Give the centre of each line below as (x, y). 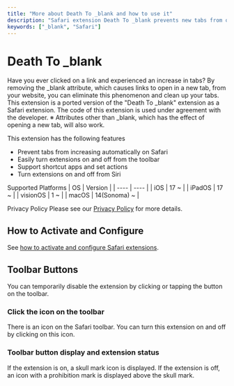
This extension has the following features (66, 139)
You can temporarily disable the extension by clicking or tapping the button (115, 286)
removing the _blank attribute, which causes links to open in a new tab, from (117, 88)
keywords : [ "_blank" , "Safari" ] (54, 27)
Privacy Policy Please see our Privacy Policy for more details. (95, 209)
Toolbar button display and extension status (84, 352)
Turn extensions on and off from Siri (69, 175)
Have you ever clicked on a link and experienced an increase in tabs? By (111, 80)
